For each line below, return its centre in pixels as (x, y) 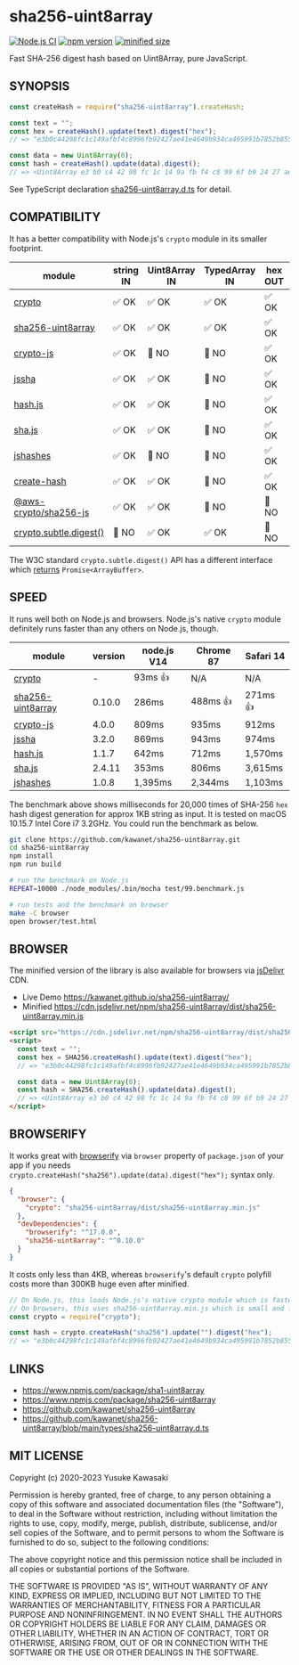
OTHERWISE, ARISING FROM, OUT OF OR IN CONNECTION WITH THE (139, 1643)
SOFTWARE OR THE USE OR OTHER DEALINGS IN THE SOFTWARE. (134, 1652)
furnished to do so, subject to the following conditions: (109, 1542)
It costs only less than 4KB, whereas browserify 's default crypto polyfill (140, 1274)
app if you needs (40, 1165)
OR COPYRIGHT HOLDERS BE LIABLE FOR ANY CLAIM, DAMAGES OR (138, 1624)
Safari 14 (265, 656)
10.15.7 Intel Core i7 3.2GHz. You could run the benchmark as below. (134, 823)
